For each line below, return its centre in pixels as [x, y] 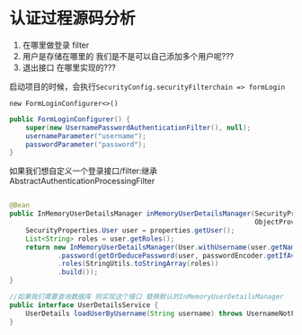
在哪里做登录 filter [56, 45]
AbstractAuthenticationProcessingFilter [82, 181]
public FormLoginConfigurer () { [70, 119]
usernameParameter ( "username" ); [86, 136]
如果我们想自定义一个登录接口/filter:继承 [84, 171]
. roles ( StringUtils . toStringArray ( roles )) [138, 264]
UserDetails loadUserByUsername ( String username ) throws [134, 313]
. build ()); [78, 272]
